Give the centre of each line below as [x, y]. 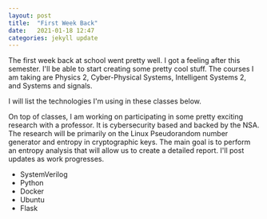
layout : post [30, 16]
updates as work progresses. [56, 159]
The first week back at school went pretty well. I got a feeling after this [124, 61]
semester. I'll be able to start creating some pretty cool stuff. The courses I [131, 69]
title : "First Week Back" [53, 23]
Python [32, 183]
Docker [32, 191]
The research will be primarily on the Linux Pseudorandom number [118, 134]
